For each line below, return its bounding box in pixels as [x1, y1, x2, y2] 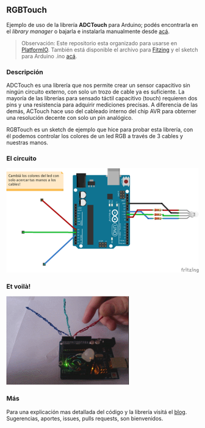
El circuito [6, 154, 37, 163]
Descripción [6, 67, 44, 76]
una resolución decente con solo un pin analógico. [6, 114, 133, 122]
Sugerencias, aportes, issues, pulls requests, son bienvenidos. [6, 415, 164, 422]
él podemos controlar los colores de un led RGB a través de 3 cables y [6, 133, 183, 140]
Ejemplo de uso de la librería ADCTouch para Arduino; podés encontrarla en [6, 21, 198, 28]
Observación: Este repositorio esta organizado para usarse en [21, 39, 178, 46]
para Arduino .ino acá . [21, 52, 77, 60]
